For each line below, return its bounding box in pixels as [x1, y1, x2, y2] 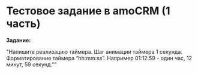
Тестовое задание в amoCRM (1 [6, 4, 170, 18]
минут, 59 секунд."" [6, 61, 57, 68]
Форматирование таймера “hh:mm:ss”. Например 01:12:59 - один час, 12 [6, 54, 193, 61]
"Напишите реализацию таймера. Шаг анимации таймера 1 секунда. [6, 48, 183, 55]
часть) [6, 17, 41, 30]
